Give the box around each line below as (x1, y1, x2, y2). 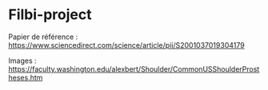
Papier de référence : (8, 32, 78, 41)
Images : (8, 56, 37, 65)
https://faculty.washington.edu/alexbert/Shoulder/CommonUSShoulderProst (8, 64, 260, 73)
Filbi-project (8, 6, 92, 24)
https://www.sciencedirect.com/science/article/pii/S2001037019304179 (8, 40, 246, 49)
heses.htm (8, 72, 43, 82)
